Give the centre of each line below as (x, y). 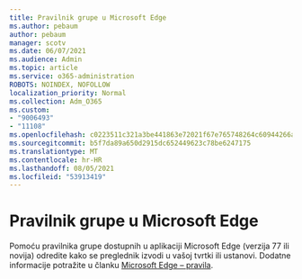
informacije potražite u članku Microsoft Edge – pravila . (111, 265)
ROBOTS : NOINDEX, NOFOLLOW (60, 85)
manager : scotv (38, 43)
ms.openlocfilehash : (48, 135)
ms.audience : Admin (46, 59)
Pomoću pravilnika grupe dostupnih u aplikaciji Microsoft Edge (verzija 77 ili (149, 246)
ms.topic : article (44, 68)
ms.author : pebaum (44, 26)
